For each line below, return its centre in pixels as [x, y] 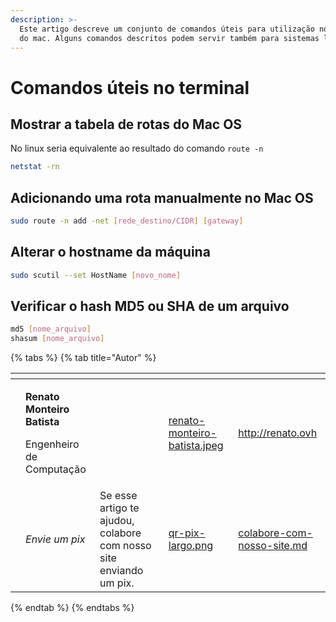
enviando [121, 571]
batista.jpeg [196, 446]
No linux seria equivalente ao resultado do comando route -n [137, 148]
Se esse [118, 496]
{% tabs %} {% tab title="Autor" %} [83, 358]
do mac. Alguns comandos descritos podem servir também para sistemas [169, 38]
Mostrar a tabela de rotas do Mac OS [126, 124]
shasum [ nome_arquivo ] [57, 339]
